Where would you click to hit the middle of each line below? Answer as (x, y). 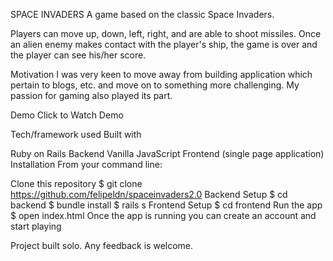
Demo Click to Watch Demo (67, 115)
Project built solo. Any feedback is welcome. (102, 245)
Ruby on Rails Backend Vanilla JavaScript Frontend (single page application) (167, 153)
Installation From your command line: (86, 164)
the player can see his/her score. (78, 55)
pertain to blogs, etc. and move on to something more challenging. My (155, 85)
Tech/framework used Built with (76, 134)
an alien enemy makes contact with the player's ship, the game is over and (164, 44)
